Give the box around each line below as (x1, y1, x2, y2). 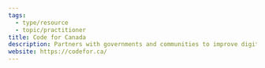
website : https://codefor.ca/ (8, 48, 108, 55)
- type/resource (15, 19, 69, 27)
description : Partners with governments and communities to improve (8, 41, 238, 48)
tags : (8, 11, 26, 20)
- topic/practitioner (15, 26, 87, 34)
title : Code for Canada (8, 33, 87, 41)
